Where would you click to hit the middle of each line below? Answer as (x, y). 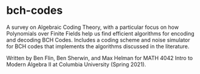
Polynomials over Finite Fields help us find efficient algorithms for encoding (101, 33)
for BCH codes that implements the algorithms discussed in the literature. (98, 46)
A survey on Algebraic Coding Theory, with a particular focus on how (92, 27)
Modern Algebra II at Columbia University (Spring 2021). (76, 64)
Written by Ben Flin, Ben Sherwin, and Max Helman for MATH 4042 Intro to (99, 58)
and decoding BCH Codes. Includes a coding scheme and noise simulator (98, 40)
